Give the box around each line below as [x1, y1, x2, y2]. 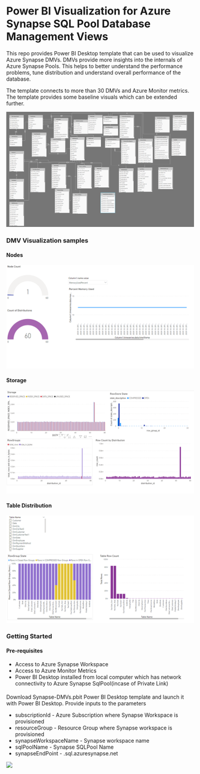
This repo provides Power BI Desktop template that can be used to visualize [6, 49, 194, 57]
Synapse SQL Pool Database [6, 17, 151, 31]
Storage [6, 377, 27, 384]
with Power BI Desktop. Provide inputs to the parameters [6, 700, 147, 707]
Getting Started [6, 632, 52, 640]
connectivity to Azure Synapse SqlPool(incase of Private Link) [14, 680, 169, 687]
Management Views [6, 30, 109, 43]
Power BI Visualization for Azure [6, 4, 171, 18]
